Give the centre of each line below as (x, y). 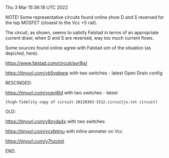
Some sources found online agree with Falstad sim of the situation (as (78, 48)
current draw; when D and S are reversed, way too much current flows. (80, 38)
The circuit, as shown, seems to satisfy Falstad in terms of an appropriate (82, 32)
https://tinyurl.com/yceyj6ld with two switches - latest (62, 93)
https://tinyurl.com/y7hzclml (35, 141)
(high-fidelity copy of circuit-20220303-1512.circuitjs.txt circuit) (81, 102)
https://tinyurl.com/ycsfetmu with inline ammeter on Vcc (64, 131)
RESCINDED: (19, 83)
